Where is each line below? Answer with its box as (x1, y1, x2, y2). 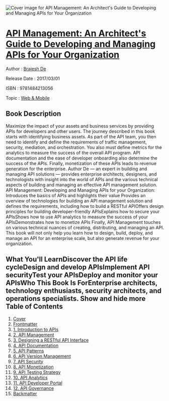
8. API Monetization (13, 364, 54, 370)
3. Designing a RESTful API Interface (13, 337, 89, 343)
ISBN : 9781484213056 (6, 85, 53, 91)
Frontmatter (13, 321, 38, 327)
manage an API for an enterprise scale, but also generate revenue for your (6, 235, 160, 241)
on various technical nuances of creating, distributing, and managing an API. (6, 224, 164, 230)
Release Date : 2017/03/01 (6, 75, 60, 82)
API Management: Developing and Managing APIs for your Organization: (6, 187, 155, 193)
